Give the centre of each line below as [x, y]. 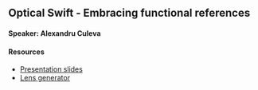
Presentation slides [51, 69]
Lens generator [45, 78]
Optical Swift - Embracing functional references [129, 13]
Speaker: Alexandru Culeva [55, 33]
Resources [27, 52]
